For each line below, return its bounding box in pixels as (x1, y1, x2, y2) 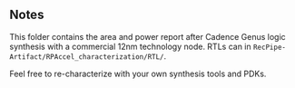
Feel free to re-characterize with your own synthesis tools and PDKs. (9, 68, 267, 79)
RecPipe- (252, 43, 286, 52)
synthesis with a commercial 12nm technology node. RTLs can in (9, 41, 251, 52)
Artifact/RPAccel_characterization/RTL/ (9, 52, 165, 62)
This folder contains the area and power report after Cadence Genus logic (9, 31, 286, 42)
